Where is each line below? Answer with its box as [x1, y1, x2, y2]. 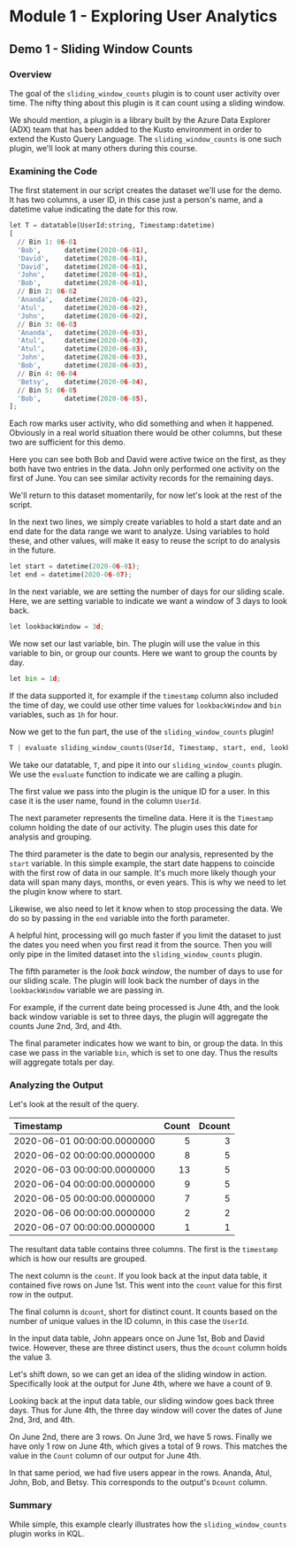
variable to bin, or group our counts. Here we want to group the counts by [9, 647, 278, 658]
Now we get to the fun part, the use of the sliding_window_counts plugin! [9, 726, 274, 737]
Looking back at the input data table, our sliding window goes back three [9, 1395, 275, 1405]
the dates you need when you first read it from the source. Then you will [9, 939, 272, 949]
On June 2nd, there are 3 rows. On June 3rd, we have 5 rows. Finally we [9, 1431, 272, 1442]
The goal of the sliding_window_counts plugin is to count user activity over [9, 88, 280, 98]
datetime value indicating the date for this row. [9, 204, 179, 214]
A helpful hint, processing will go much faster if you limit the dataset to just [9, 930, 281, 940]
